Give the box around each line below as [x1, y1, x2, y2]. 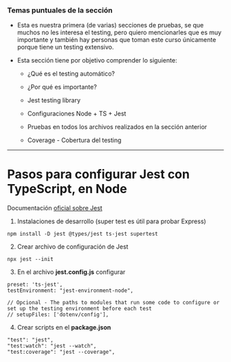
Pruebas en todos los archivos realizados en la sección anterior [27, 123, 208, 131]
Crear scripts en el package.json [16, 324, 111, 332]
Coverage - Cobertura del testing [27, 136, 122, 144]
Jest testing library [27, 96, 81, 104]
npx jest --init [7, 256, 54, 263]
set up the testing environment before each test [7, 305, 153, 313]
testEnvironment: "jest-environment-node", [7, 287, 134, 294]
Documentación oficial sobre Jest [7, 204, 103, 212]
